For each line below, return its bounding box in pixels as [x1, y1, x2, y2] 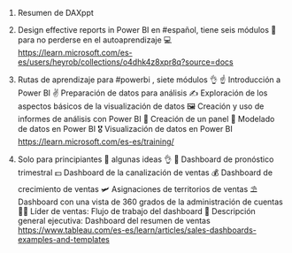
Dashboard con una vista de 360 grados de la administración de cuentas [17, 196, 283, 207]
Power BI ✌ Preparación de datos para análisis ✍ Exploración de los [17, 88, 268, 98]
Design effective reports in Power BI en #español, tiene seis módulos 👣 [17, 25, 277, 34]
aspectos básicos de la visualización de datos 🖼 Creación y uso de [17, 101, 265, 111]
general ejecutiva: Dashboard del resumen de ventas [17, 216, 211, 226]
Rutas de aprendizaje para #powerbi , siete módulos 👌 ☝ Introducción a [17, 74, 281, 85]
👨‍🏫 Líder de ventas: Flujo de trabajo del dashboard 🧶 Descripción [17, 206, 257, 216]
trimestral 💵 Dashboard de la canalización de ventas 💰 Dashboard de [17, 167, 273, 178]
